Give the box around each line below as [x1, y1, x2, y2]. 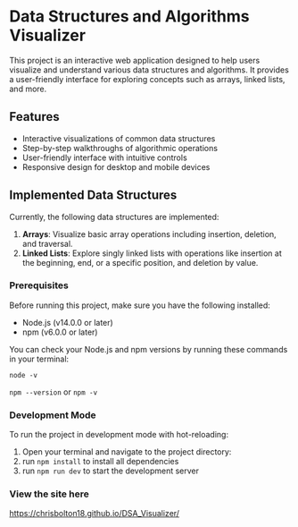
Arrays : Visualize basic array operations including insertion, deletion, [21, 228, 277, 239]
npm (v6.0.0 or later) [21, 327, 98, 337]
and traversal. [21, 238, 73, 249]
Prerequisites [9, 279, 69, 292]
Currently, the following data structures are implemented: [9, 211, 219, 222]
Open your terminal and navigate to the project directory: [21, 446, 232, 457]
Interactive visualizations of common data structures [21, 132, 216, 144]
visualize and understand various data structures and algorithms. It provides [9, 64, 290, 75]
